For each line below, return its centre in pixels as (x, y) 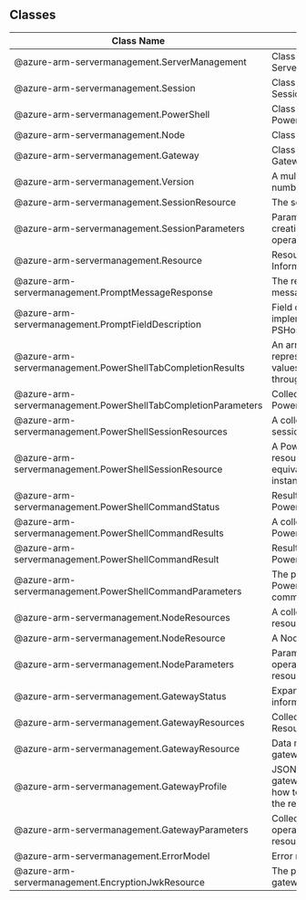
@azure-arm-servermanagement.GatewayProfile (121, 786)
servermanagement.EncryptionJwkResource (109, 882)
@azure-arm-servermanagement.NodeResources (122, 617)
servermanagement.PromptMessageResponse (114, 292)
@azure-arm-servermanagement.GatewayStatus (120, 696)
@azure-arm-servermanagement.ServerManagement (131, 61)
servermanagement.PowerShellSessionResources (121, 431)
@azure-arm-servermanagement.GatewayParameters (131, 830)
